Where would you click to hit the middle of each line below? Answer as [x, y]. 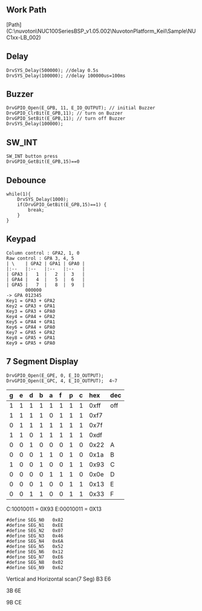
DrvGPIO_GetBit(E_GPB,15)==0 [43, 162]
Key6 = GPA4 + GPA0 [31, 327]
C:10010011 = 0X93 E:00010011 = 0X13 [54, 509]
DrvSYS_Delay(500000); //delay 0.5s [52, 70]
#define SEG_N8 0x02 [35, 562]
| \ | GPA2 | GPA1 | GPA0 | [46, 263]
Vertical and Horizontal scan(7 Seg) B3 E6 [59, 579]
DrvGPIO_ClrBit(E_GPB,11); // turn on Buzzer [64, 113]
